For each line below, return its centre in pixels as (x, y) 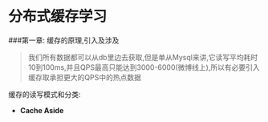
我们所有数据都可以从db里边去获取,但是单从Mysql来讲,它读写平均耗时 (143, 57)
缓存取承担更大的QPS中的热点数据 (85, 77)
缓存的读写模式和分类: (45, 94)
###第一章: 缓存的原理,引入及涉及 (64, 40)
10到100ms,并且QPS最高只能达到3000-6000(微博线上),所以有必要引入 (144, 67)
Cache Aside (42, 110)
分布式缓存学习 (58, 16)
